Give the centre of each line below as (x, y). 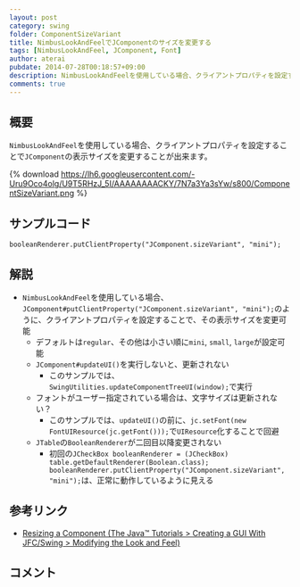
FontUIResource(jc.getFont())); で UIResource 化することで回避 (164, 431)
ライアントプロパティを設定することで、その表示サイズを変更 (166, 320)
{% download (34, 174)
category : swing (39, 26)
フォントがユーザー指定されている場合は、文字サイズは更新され (153, 398)
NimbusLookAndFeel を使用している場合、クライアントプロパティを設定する (144, 145)
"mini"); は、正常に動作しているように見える (131, 480)
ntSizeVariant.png (42, 194)
